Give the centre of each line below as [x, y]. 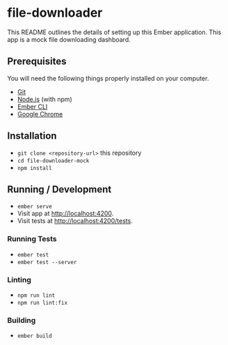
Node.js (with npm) [45, 99]
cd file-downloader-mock [53, 161]
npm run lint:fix [42, 302]
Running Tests [32, 239]
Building [22, 320]
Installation [32, 136]
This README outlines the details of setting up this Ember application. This [114, 32]
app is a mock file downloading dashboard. [69, 39]
